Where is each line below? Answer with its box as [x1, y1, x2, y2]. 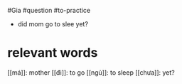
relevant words [7, 45, 98, 61]
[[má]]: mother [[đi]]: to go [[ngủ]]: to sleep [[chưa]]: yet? [7, 68, 176, 77]
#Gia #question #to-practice [7, 6, 91, 14]
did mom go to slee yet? [17, 20, 89, 28]
